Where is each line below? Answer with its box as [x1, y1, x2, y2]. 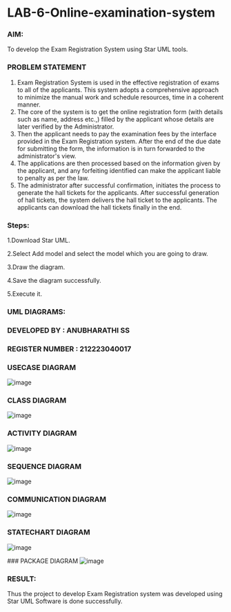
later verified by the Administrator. [17, 122, 114, 131]
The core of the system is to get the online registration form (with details [17, 107, 223, 115]
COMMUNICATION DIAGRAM [7, 494, 107, 504]
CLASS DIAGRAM [7, 396, 67, 405]
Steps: [7, 220, 30, 230]
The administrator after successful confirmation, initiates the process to [17, 181, 221, 189]
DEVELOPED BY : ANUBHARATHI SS [7, 325, 130, 335]
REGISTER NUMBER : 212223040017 [7, 344, 132, 353]
